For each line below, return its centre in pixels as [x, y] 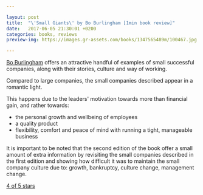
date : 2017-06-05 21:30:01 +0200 [51, 29]
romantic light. [24, 87]
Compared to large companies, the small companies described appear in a [100, 81]
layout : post [23, 17]
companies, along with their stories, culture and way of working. [87, 69]
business [26, 137]
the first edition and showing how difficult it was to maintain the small [93, 161]
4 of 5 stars [21, 186]
